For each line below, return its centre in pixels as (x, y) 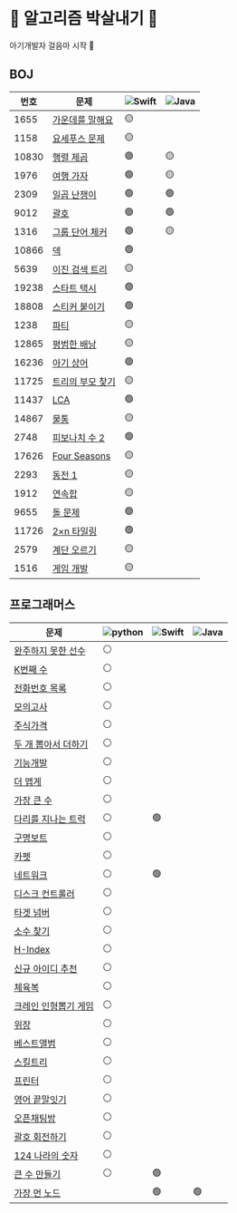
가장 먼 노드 (38, 1193)
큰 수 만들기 (38, 1175)
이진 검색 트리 (80, 270)
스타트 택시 (74, 288)
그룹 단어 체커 (80, 232)
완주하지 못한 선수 (50, 651)
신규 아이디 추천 (46, 969)
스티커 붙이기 (79, 307)
